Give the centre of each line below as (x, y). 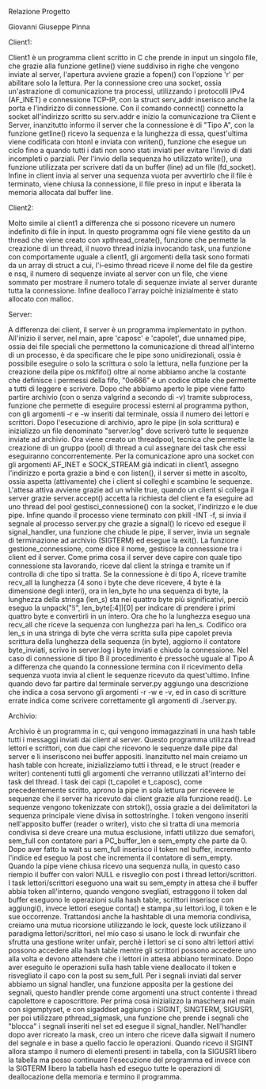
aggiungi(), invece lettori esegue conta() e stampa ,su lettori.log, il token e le (133, 908)
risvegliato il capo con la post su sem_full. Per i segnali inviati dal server (125, 976)
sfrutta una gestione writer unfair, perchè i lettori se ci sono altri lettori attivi (131, 942)
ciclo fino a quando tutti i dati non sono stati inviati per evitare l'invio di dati (130, 150)
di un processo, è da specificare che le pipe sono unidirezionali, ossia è (125, 355)
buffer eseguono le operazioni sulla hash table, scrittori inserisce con (121, 900)
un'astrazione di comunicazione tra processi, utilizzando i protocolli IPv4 (127, 91)
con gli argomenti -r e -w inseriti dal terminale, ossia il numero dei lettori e (129, 414)
